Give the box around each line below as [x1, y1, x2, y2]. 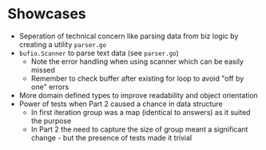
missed [30, 65, 55, 74]
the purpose [30, 116, 72, 125]
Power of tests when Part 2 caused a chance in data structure [18, 99, 223, 109]
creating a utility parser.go [18, 39, 107, 49]
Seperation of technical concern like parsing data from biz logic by [18, 31, 239, 41]
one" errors [30, 81, 69, 92]
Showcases [7, 5, 87, 23]
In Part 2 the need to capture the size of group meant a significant [30, 124, 248, 134]
